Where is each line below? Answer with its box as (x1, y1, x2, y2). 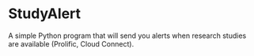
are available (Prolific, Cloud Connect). (8, 39, 135, 48)
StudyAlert (8, 5, 82, 23)
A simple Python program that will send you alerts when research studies (8, 31, 247, 40)
